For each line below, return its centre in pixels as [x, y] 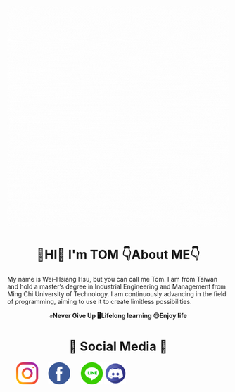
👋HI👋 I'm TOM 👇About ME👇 [118, 255]
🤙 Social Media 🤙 [118, 347]
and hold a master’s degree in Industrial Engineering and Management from [117, 286]
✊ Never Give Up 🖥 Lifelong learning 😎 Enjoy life [118, 315]
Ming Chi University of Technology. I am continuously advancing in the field [117, 293]
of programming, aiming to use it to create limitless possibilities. [100, 301]
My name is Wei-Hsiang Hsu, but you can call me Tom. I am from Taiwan [113, 279]
